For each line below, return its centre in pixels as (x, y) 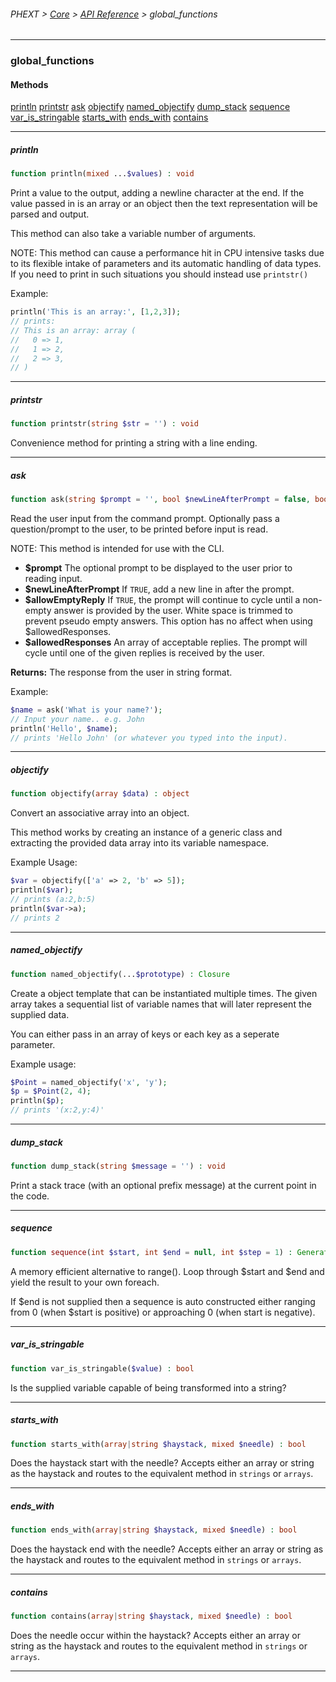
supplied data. (40, 1014)
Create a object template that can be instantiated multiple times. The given (164, 993)
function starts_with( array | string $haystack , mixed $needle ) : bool (158, 1444)
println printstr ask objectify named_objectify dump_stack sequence (150, 107)
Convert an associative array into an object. (100, 813)
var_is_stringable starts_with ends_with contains (109, 117)
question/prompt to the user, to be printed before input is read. (139, 529)
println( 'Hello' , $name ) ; (64, 728)
